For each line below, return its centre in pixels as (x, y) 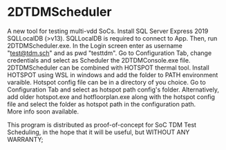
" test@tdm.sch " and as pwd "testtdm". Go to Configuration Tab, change (110, 53)
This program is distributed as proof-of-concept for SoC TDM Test (102, 125)
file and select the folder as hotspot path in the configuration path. (102, 104)
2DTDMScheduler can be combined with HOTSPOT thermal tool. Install (108, 67)
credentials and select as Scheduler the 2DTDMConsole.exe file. (99, 60)
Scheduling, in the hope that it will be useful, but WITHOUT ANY (98, 132)
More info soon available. (43, 111)
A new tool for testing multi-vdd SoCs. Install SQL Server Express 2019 (108, 31)
